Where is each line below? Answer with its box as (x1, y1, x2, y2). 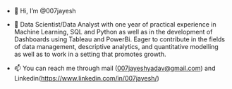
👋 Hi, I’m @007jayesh (13, 7, 76, 15)
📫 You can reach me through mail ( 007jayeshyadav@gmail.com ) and (13, 64, 216, 72)
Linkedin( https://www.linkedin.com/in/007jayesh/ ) (13, 74, 160, 82)
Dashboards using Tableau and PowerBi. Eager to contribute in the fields (13, 35, 226, 43)
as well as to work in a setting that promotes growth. (13, 50, 166, 58)
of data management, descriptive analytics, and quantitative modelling (13, 43, 219, 50)
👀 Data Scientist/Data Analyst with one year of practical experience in (13, 20, 216, 28)
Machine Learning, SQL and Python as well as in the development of (13, 28, 213, 36)
